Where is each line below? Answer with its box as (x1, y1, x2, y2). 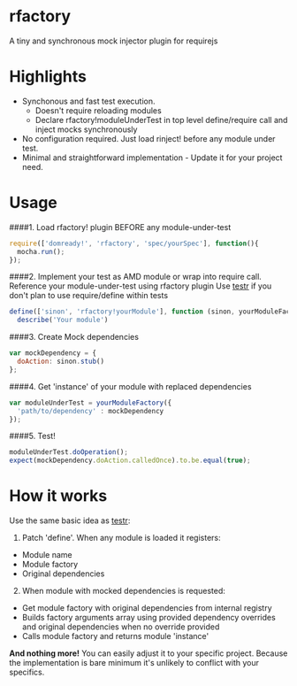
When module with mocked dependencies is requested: (21, 586, 225, 597)
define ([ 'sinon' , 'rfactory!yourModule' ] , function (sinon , (9, 307, 236, 316)
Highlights (9, 66, 87, 87)
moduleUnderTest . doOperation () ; (9, 448, 128, 457)
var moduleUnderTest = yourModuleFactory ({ (9, 398, 172, 407)
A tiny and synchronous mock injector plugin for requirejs (9, 35, 218, 46)
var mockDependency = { (9, 349, 97, 358)
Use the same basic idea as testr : (9, 515, 131, 526)
